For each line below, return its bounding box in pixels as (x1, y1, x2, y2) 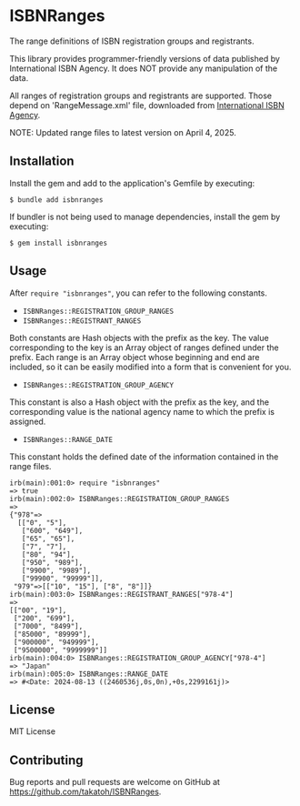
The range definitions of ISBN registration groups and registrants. (9, 35, 255, 46)
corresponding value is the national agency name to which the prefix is (9, 406, 275, 417)
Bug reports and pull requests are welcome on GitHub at (9, 777, 221, 788)
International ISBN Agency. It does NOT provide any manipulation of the (9, 63, 278, 74)
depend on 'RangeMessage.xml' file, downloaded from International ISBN (9, 99, 285, 110)
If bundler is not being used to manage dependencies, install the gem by (9, 211, 281, 222)
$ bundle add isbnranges (9, 195, 104, 205)
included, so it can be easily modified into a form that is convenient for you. (9, 361, 292, 372)
